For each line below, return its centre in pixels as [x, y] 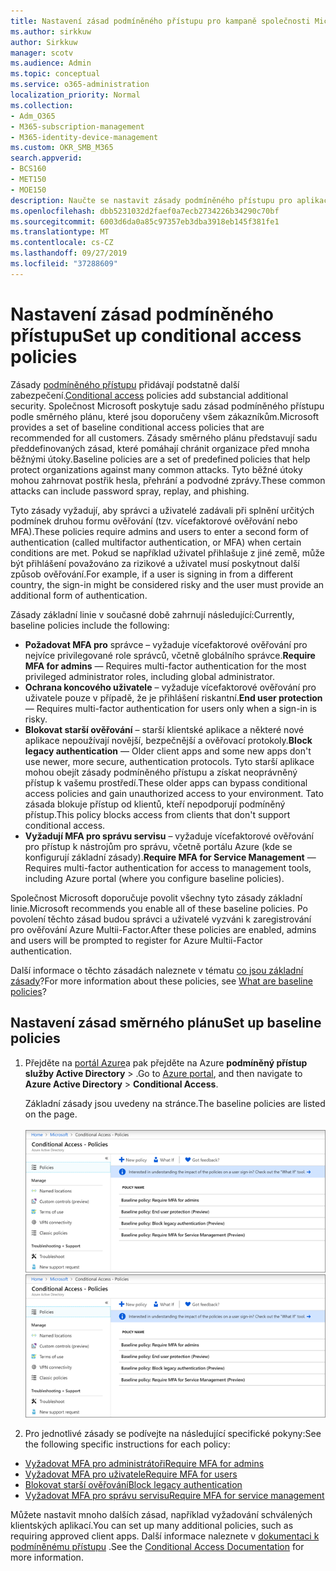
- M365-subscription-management [77, 126]
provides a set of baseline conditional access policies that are [137, 427]
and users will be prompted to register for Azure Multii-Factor [136, 940]
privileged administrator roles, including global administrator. [149, 676]
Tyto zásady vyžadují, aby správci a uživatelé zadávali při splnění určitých [162, 510]
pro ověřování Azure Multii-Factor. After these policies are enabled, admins [163, 929]
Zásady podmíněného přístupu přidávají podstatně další [125, 384]
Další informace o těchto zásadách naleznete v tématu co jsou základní [157, 970]
